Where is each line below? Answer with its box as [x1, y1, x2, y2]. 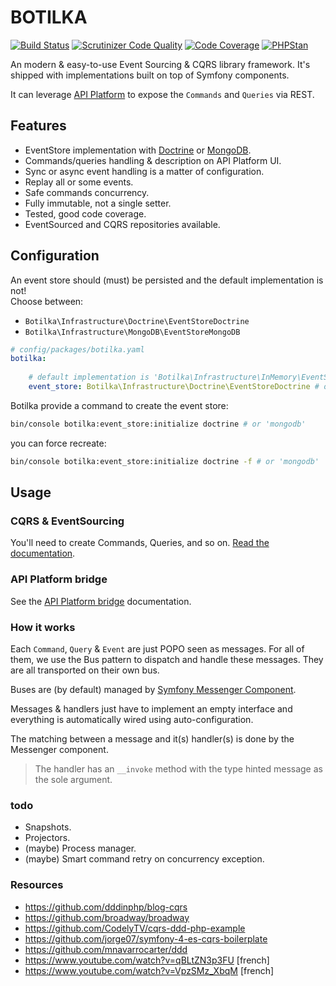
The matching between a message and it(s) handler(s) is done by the [10, 732, 295, 745]
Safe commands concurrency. [24, 186, 150, 198]
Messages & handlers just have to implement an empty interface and [10, 702, 293, 715]
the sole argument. [34, 773, 113, 785]
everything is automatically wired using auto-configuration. [10, 713, 254, 725]
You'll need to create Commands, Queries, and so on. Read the [10, 537, 270, 549]
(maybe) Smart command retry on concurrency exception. [24, 853, 265, 865]
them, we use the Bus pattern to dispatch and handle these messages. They [10, 653, 324, 665]
